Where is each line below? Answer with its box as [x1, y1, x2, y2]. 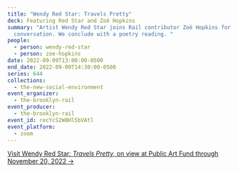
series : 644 [7, 70, 43, 77]
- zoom [14, 130, 33, 137]
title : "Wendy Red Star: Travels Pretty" [7, 10, 133, 18]
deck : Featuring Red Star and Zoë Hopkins [7, 17, 135, 24]
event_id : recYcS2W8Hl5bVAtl [7, 116, 94, 123]
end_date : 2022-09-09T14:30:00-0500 [7, 64, 116, 71]
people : [7, 37, 31, 44]
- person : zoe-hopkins [14, 51, 81, 58]
